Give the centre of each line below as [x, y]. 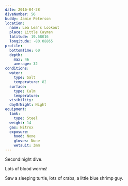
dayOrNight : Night [28, 105]
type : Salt [25, 77]
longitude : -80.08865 [31, 41]
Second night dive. [24, 159]
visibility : [22, 100]
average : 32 [26, 64]
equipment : [16, 109]
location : [15, 23]
